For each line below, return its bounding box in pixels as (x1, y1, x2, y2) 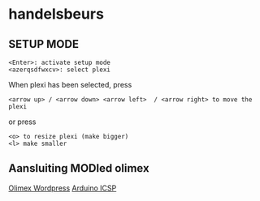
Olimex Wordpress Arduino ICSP (8, 183, 117, 193)
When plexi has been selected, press (8, 80, 132, 89)
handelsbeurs (8, 5, 104, 24)
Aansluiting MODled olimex (8, 161, 149, 175)
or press (8, 117, 37, 126)
